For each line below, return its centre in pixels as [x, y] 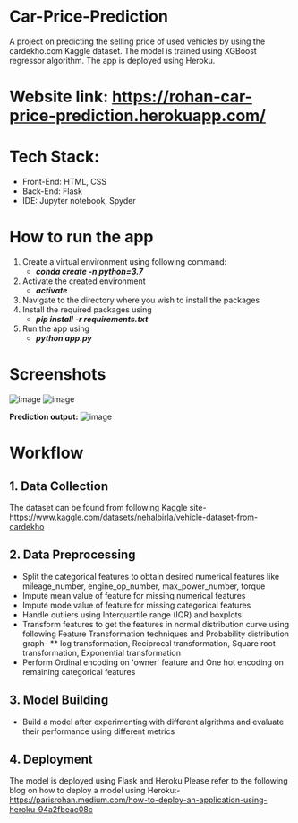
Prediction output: [44, 416]
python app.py [64, 338]
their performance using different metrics [98, 731]
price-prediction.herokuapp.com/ [138, 116]
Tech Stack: [55, 157]
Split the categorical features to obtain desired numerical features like [151, 576]
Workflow [47, 453]
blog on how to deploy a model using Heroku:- [95, 791]
